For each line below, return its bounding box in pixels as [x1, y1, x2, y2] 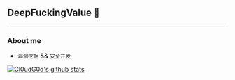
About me [7, 35, 42, 45]
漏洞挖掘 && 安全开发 [17, 51, 71, 60]
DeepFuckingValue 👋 [7, 7, 100, 19]
